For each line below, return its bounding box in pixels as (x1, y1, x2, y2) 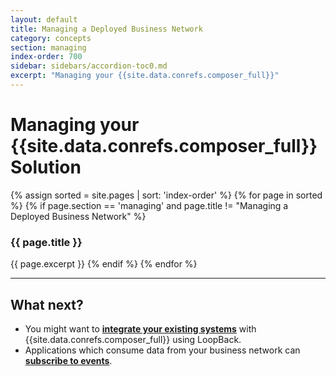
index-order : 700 (10, 52, 83, 62)
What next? (10, 296, 84, 313)
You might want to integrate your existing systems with (24, 322, 257, 335)
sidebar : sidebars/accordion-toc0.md (10, 61, 168, 71)
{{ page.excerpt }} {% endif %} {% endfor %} (10, 258, 198, 270)
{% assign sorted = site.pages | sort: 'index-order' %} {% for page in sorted (10, 189, 323, 201)
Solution (10, 156, 82, 179)
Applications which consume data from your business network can (24, 344, 301, 356)
